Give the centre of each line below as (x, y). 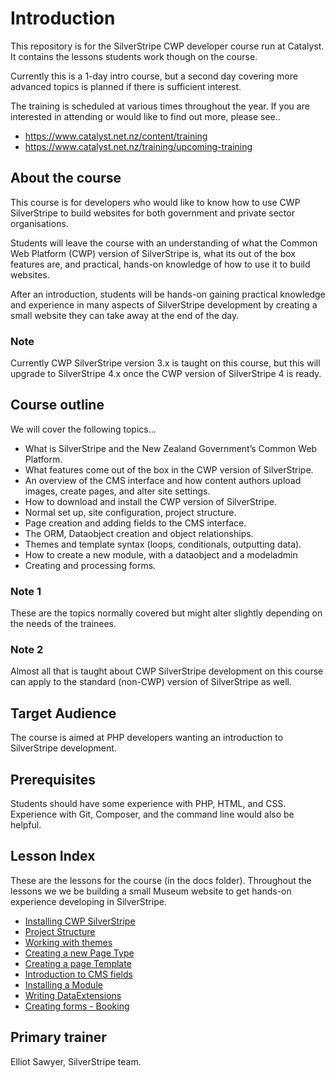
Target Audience (63, 713)
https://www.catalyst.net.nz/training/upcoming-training (138, 146)
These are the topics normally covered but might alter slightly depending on (166, 613)
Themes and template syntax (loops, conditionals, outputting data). (163, 544)
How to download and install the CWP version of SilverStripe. (150, 501)
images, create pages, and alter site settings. (117, 491)
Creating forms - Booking (77, 1006)
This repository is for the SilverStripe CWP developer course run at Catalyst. (167, 46)
